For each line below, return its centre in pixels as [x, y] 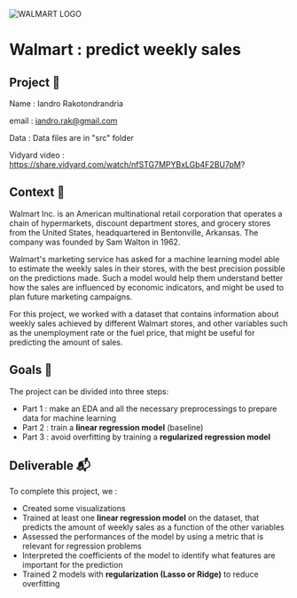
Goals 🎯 [31, 370]
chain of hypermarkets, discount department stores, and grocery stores [140, 223]
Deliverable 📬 [50, 466]
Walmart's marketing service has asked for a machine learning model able [145, 259]
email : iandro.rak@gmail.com [63, 120]
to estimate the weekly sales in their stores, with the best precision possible [147, 268]
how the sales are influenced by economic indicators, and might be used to [147, 287]
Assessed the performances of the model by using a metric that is [143, 537]
